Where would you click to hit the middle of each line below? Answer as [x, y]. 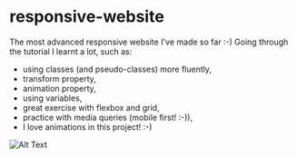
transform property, [59, 78]
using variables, [52, 98]
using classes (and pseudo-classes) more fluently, [117, 69]
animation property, [59, 88]
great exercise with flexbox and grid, [91, 107]
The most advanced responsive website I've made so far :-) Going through [149, 42]
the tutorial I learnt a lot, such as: [71, 51]
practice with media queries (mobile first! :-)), [108, 117]
